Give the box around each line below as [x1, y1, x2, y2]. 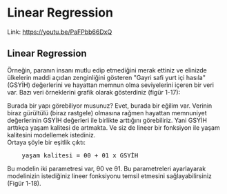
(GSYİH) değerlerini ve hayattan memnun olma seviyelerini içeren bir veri [7, 81, 214, 89]
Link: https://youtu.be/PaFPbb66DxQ [7, 28, 112, 36]
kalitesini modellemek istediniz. [7, 130, 96, 139]
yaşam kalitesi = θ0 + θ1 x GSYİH [21, 151, 139, 159]
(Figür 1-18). [7, 179, 41, 187]
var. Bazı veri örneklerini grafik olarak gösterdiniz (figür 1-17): [7, 88, 181, 96]
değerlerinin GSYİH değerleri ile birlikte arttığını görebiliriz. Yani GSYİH [7, 116, 207, 124]
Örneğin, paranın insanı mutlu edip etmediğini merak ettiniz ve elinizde [7, 66, 207, 74]
